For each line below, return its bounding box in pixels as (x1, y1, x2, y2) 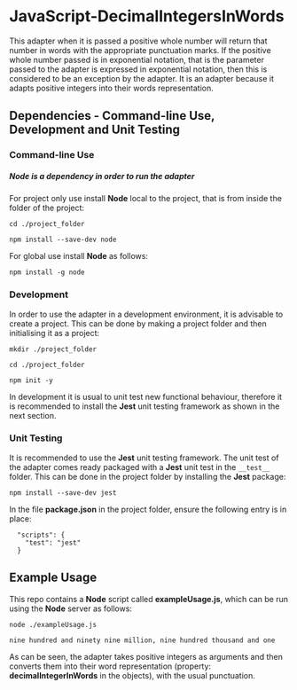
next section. (9, 410, 57, 420)
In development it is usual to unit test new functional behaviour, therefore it (9, 391, 282, 402)
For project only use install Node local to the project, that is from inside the (9, 193, 282, 204)
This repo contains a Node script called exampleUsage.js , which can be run (9, 593, 288, 604)
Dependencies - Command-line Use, (9, 108, 215, 123)
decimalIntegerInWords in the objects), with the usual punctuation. (9, 670, 255, 680)
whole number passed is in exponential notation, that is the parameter (9, 54, 264, 65)
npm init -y (9, 375, 53, 385)
